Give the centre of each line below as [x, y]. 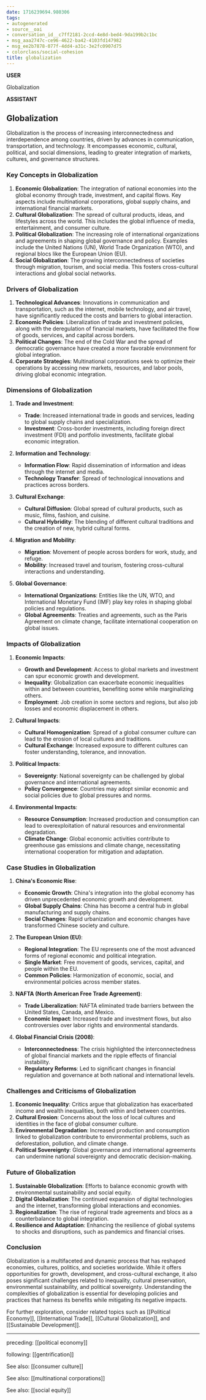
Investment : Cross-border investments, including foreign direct [105, 429]
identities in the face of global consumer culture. [76, 1124]
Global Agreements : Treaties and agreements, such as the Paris [106, 615]
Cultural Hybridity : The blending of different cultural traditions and [109, 522]
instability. [37, 1062]
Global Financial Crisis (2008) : [55, 1037]
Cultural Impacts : [38, 720]
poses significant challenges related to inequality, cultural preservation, [97, 1280]
